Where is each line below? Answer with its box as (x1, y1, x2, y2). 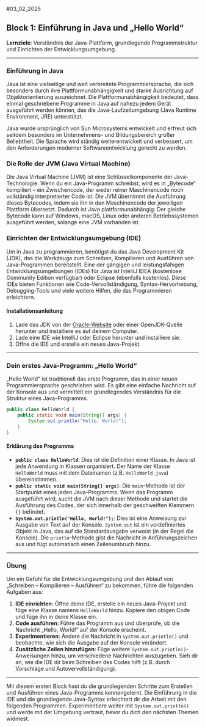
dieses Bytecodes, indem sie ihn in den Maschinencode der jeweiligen (6, 199, 183, 206)
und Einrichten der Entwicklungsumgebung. (6, 45, 117, 53)
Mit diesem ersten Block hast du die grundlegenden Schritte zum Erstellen (6, 682, 193, 690)
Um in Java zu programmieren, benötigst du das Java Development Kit (6, 247, 184, 255)
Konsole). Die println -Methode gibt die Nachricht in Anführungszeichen (15, 534, 198, 541)
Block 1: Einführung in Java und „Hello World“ (6, 23, 184, 33)
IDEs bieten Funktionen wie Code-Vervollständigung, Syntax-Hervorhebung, (6, 280, 198, 288)
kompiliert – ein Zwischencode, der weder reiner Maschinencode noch (6, 186, 184, 194)
